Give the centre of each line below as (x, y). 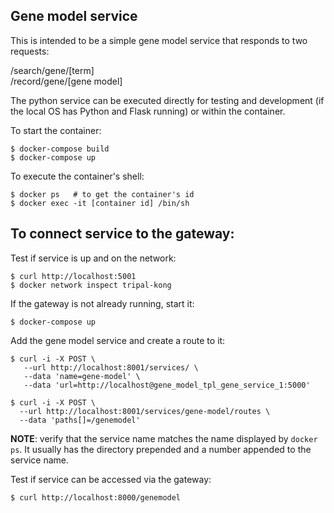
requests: (30, 51)
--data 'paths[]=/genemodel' (80, 420)
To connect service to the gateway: (122, 234)
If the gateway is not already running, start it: (102, 303)
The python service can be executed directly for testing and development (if (167, 100)
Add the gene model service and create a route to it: (118, 340)
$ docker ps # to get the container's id (102, 194)
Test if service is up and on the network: (93, 258)
